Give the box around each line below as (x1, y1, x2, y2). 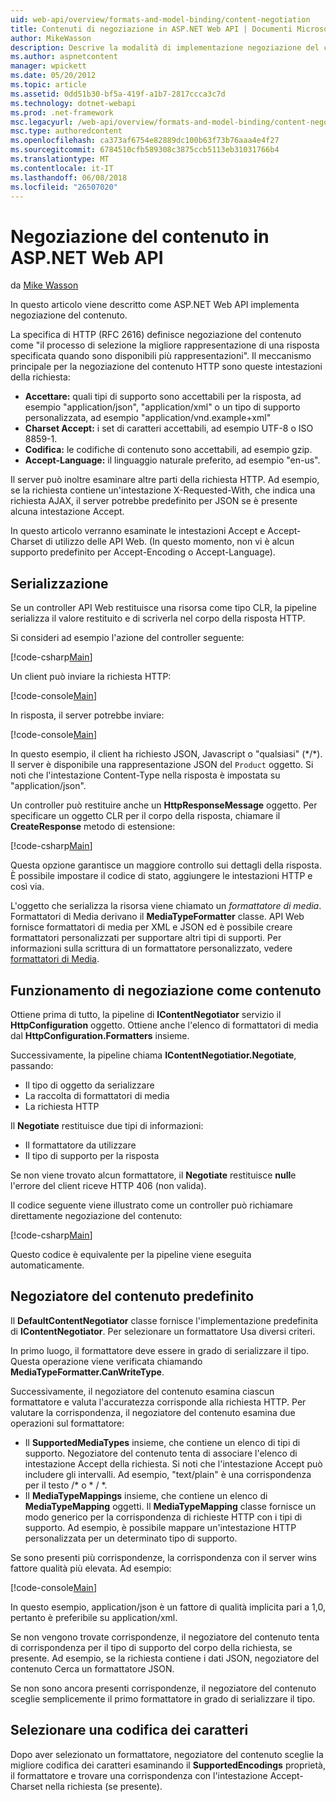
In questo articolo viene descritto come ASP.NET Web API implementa (10, 299, 300, 311)
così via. (10, 881, 45, 893)
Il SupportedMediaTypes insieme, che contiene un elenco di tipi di (24, 1436, 301, 1448)
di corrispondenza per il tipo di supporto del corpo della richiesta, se (10, 1641, 293, 1653)
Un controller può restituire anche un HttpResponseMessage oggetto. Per (10, 799, 318, 811)
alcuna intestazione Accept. (10, 506, 125, 518)
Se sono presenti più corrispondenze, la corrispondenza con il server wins (10, 1551, 317, 1563)
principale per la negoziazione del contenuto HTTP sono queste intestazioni (10, 361, 323, 373)
